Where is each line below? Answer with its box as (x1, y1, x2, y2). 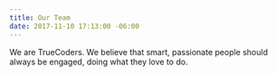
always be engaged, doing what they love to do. (9, 56, 188, 67)
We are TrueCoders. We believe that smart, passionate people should (9, 46, 269, 57)
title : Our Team (9, 13, 71, 23)
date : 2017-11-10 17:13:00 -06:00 (9, 22, 140, 31)
